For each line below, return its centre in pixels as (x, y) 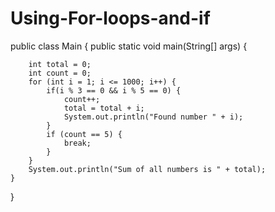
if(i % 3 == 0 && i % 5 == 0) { (114, 90)
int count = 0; (60, 73)
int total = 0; (60, 64)
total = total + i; (104, 108)
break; (77, 143)
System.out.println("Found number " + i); (153, 117)
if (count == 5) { (84, 134)
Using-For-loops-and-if (110, 18)
